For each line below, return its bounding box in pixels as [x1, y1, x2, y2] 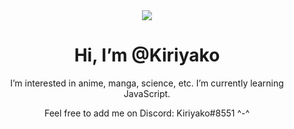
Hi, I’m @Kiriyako [73, 44, 221, 67]
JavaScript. [123, 87, 171, 99]
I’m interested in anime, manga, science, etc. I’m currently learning [10, 77, 284, 89]
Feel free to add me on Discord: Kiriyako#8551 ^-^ [43, 107, 251, 119]
